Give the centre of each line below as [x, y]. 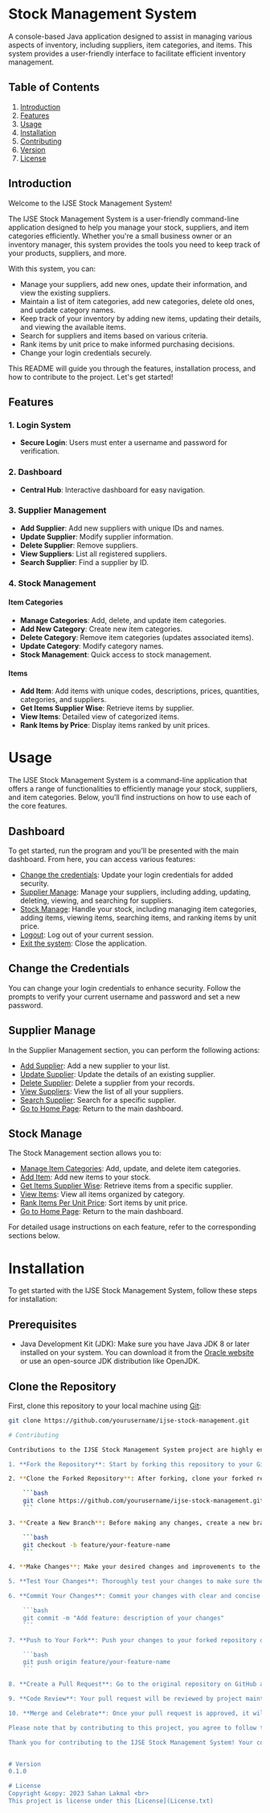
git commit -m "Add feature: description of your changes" [124, 1618]
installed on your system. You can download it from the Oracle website [137, 1353]
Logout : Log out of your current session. [87, 934]
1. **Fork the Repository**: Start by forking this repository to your [131, 1464]
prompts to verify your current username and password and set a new [125, 996]
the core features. [38, 806]
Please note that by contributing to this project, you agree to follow [133, 1728]
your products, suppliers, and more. [67, 253]
